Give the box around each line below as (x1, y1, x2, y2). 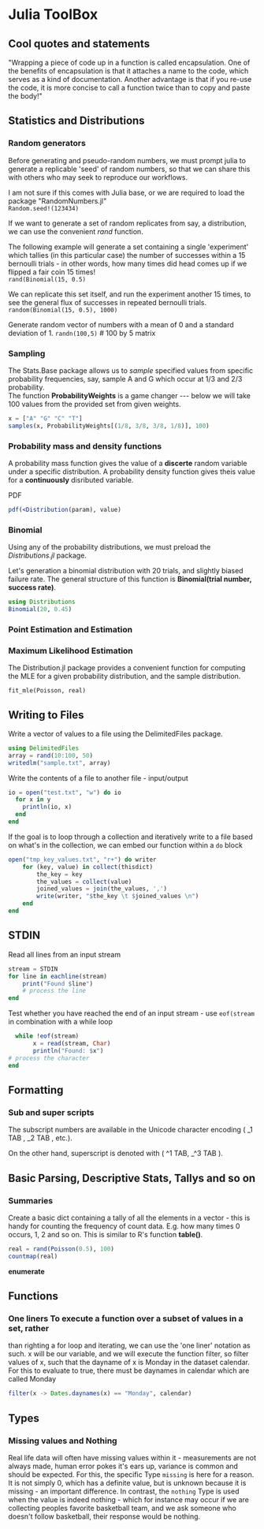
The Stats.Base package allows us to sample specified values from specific (8, 365, 254, 375)
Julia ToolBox (8, 6, 99, 24)
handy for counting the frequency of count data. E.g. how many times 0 (8, 1221, 240, 1231)
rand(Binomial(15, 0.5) (8, 275, 87, 283)
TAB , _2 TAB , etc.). (8, 1133, 73, 1143)
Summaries (8, 1195, 54, 1206)
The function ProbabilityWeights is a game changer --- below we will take (8, 390, 251, 400)
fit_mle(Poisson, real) (8, 687, 87, 695)
